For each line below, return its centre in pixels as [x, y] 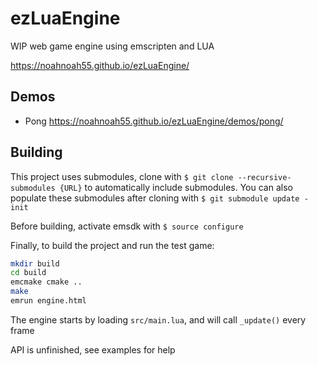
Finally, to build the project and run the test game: [112, 245]
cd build [28, 273]
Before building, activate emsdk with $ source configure [127, 226]
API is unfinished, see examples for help [93, 349]
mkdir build [35, 263]
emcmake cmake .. [46, 282]
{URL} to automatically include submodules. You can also [176, 187]
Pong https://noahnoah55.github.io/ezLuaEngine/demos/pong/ [154, 121]
